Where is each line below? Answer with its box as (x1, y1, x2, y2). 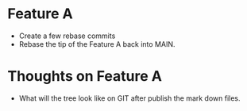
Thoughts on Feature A (7, 67, 162, 86)
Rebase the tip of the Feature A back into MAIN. (18, 39, 176, 48)
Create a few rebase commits (18, 31, 116, 40)
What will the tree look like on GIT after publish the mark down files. (18, 93, 241, 103)
